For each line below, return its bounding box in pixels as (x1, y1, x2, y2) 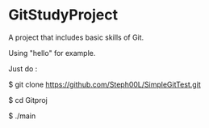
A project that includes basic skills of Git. (8, 32, 144, 42)
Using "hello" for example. (8, 48, 96, 58)
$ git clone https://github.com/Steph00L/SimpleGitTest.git (8, 79, 201, 89)
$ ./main (8, 111, 36, 121)
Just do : (8, 63, 38, 74)
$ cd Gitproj (8, 95, 48, 105)
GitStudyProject (8, 6, 119, 24)
